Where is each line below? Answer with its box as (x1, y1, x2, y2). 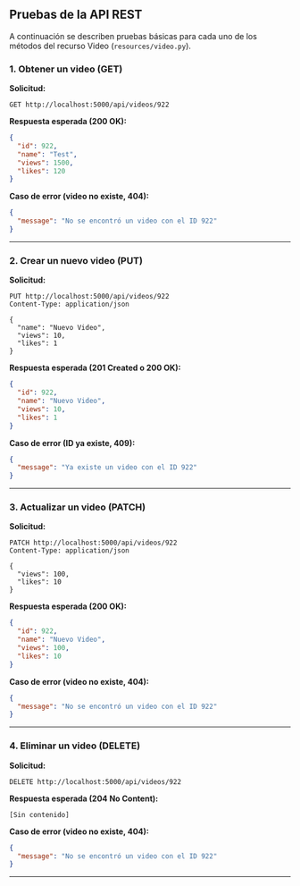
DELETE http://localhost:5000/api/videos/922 (9, 777, 181, 786)
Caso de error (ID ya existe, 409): (9, 437, 136, 448)
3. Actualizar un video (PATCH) (9, 501, 146, 513)
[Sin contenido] (9, 810, 70, 819)
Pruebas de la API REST (9, 7, 143, 22)
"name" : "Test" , (17, 149, 78, 159)
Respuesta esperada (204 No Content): (9, 793, 159, 804)
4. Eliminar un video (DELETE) (9, 739, 141, 752)
